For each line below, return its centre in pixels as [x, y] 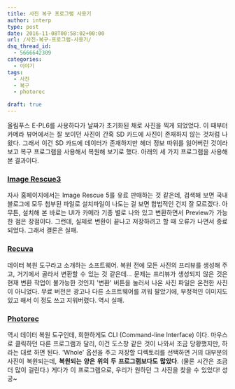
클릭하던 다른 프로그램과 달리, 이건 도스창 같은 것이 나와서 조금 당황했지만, [117, 343]
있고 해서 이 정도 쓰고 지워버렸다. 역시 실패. [66, 300]
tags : [15, 72]
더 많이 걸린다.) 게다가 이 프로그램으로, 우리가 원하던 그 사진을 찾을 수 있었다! [114, 369]
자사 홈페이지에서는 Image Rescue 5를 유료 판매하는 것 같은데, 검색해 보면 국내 [117, 195]
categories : [24, 60]
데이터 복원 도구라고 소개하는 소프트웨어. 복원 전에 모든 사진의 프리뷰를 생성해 [114, 265]
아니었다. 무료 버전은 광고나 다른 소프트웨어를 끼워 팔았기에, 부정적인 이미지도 [121, 291]
